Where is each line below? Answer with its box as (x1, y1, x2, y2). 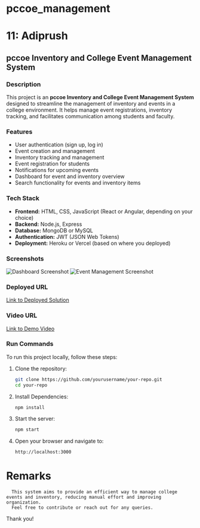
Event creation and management (14, 148, 96, 155)
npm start (14, 426, 40, 433)
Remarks (6, 469, 52, 483)
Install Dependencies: (14, 393, 69, 400)
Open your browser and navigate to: (14, 438, 104, 445)
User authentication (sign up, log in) (14, 141, 103, 148)
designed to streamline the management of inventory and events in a (6, 100, 176, 108)
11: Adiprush (6, 29, 69, 43)
